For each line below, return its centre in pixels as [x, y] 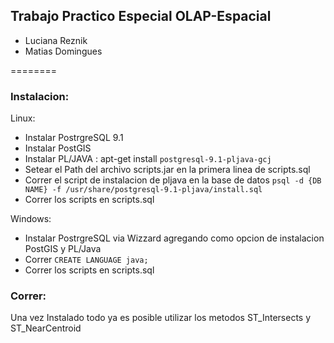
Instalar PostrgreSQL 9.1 [74, 138]
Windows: [31, 219]
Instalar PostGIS [58, 148]
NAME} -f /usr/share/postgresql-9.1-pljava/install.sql [143, 190]
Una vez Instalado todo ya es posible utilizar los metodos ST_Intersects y [161, 318]
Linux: [23, 118]
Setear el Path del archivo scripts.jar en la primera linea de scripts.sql [167, 170]
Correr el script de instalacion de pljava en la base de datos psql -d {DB [173, 180]
